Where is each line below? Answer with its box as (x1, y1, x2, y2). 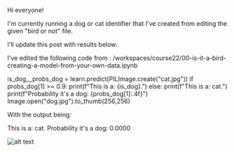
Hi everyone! (7, 6, 44, 14)
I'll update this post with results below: (7, 40, 118, 48)
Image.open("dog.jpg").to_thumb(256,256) (7, 97, 131, 105)
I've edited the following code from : (7, 54, 112, 62)
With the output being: (7, 111, 72, 119)
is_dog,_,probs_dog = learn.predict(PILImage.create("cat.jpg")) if (7, 75, 193, 83)
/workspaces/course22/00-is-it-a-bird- (112, 54, 227, 62)
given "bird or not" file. (7, 27, 73, 35)
